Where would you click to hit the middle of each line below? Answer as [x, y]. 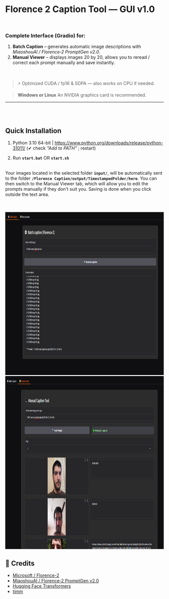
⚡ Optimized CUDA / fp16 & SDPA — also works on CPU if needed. [86, 84]
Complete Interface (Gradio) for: [45, 36]
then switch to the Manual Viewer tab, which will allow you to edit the [77, 184]
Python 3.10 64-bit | [33, 143]
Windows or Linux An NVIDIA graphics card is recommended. [82, 95]
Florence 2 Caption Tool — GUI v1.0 [80, 9]
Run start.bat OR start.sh [41, 158]
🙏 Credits [20, 563]
